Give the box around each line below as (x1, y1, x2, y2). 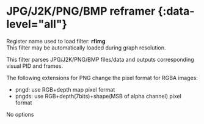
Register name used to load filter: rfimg (6, 37, 106, 45)
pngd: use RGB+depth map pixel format (15, 86, 115, 93)
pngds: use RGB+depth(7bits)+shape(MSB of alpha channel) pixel (15, 92, 181, 100)
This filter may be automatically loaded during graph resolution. (6, 44, 166, 51)
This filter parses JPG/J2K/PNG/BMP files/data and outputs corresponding (6, 56, 194, 63)
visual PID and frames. (6, 62, 63, 70)
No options (6, 111, 34, 118)
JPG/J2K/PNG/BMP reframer (6, 4, 156, 18)
